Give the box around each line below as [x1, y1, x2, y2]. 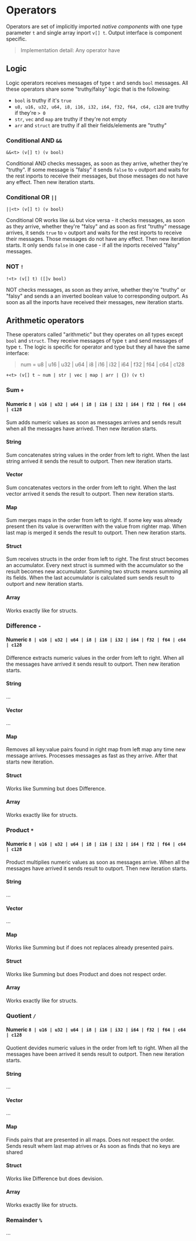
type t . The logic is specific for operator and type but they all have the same [6, 343, 190, 350]
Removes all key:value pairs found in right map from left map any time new [6, 746, 186, 753]
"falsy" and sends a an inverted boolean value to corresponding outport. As [6, 292, 188, 299]
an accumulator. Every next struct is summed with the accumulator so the [6, 562, 184, 569]
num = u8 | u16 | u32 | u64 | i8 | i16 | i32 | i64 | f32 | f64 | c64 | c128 [20, 361, 185, 368]
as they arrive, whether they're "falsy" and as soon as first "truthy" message [6, 223, 190, 230]
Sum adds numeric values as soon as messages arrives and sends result [6, 418, 181, 425]
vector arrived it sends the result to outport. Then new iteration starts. [6, 490, 174, 497]
